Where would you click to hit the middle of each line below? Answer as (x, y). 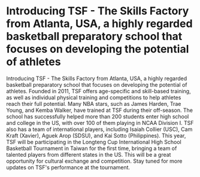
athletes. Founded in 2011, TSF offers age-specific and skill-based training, (99, 91)
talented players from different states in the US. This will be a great (89, 154)
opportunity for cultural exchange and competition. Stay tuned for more (94, 161)
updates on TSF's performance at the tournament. (68, 167)
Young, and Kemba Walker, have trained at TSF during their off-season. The (100, 110)
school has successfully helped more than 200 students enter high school (98, 116)
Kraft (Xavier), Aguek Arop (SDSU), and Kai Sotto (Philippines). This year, (96, 135)
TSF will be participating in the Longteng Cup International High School (94, 142)
